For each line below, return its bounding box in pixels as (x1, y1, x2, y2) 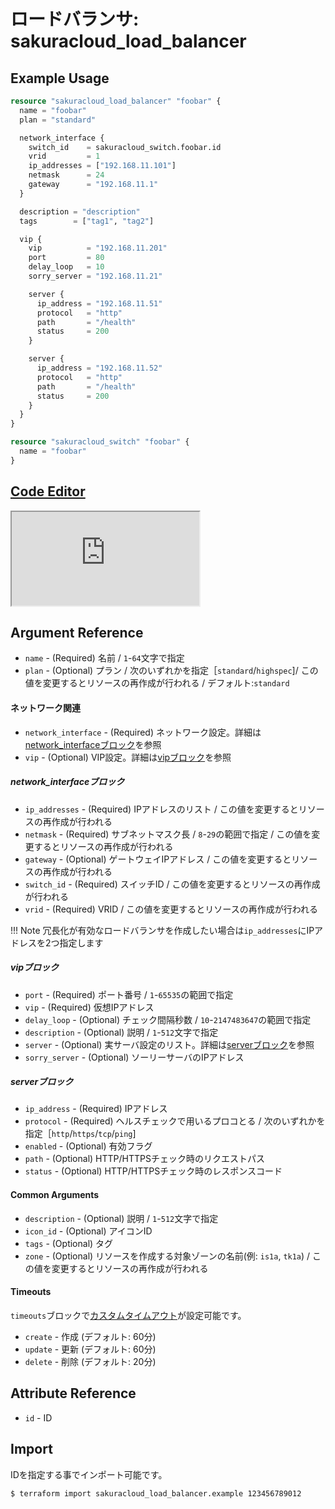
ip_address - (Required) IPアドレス (24, 1103, 168, 1115)
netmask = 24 (28, 170, 105, 180)
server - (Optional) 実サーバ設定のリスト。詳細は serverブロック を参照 (24, 1038, 315, 1050)
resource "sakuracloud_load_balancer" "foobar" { (10, 96, 222, 106)
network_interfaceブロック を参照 (24, 738, 162, 750)
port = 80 (28, 253, 105, 263)
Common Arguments (10, 1189, 100, 1201)
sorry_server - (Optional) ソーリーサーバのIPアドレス (24, 1051, 245, 1063)
